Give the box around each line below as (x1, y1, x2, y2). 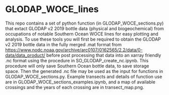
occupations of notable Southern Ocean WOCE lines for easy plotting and (5, 31, 159, 37)
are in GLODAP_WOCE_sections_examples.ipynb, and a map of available (5, 79, 155, 85)
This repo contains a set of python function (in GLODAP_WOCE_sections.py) (5, 20, 164, 26)
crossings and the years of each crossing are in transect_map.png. (5, 84, 144, 90)
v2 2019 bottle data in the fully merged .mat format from (5, 41, 122, 47)
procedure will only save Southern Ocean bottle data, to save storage (5, 63, 149, 69)
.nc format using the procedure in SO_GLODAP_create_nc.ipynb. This (5, 57, 149, 63)
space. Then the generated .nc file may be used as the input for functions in (5, 68, 163, 74)
